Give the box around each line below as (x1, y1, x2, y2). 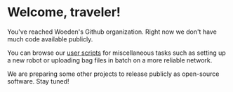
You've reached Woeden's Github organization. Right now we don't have (7, 27, 218, 36)
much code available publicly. (7, 34, 93, 43)
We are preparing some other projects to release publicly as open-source (7, 70, 220, 78)
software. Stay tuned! (7, 77, 69, 85)
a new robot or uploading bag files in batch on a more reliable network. (7, 55, 213, 64)
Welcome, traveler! (7, 4, 121, 20)
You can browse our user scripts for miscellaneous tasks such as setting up (7, 48, 226, 57)
